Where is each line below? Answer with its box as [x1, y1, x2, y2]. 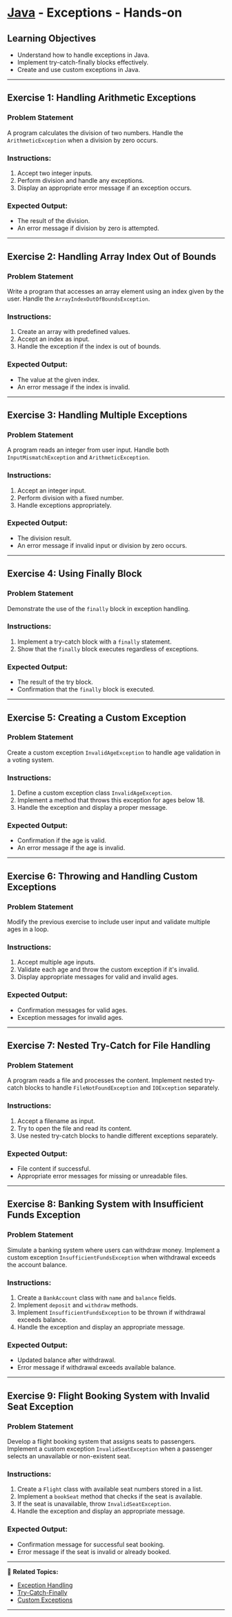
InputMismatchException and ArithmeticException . [7, 453, 151, 461]
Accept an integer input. [17, 486, 86, 495]
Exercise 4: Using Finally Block [7, 568, 143, 580]
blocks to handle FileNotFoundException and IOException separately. [24, 1084, 220, 1092]
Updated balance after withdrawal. [17, 1356, 116, 1364]
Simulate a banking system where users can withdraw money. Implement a [7, 1246, 220, 1254]
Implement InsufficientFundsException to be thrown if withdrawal [17, 1308, 206, 1316]
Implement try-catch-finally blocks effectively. [17, 58, 149, 67]
